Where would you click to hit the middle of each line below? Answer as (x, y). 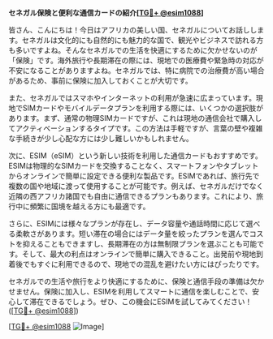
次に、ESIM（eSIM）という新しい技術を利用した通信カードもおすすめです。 (135, 156)
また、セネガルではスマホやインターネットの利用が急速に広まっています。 (132, 98)
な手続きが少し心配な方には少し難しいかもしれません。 (101, 138)
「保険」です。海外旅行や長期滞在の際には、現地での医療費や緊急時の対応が (136, 60)
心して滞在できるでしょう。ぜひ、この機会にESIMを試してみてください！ (130, 302)
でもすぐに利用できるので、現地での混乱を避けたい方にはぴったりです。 (143, 264)
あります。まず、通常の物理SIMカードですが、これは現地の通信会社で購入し (135, 118)
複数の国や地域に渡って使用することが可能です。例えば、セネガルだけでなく (136, 186)
